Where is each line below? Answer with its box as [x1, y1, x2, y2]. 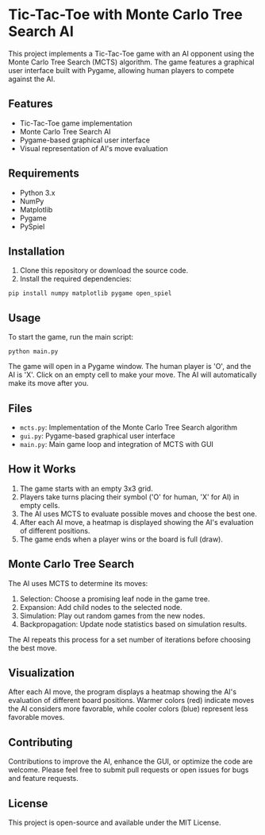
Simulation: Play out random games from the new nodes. [19, 611, 205, 620]
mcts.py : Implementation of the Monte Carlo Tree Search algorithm [19, 423, 238, 432]
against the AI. [8, 74, 56, 83]
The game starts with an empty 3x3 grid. [19, 484, 153, 493]
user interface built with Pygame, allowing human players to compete [8, 65, 235, 75]
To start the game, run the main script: [8, 332, 133, 342]
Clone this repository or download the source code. [19, 266, 189, 275]
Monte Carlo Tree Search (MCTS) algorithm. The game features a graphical [8, 57, 255, 67]
